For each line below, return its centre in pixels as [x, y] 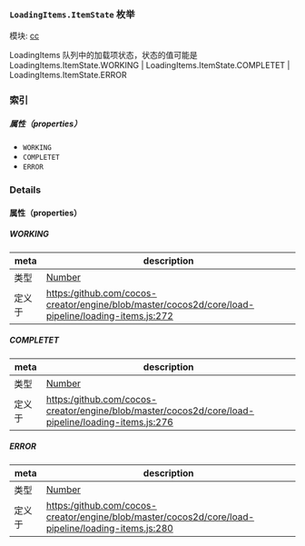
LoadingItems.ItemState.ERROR [68, 75]
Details [25, 190]
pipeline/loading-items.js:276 [110, 422]
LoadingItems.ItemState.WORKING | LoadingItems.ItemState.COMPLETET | [150, 65]
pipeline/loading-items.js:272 [110, 315]
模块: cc [24, 36]
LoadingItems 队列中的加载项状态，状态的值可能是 [103, 55]
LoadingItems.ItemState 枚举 [72, 14]
